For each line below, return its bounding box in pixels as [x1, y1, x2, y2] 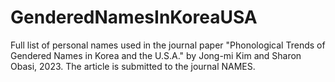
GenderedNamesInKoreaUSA [10, 6, 258, 29]
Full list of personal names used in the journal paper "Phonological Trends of [10, 39, 326, 51]
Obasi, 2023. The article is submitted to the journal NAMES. [10, 60, 256, 72]
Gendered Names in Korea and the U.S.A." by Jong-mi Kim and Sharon [10, 49, 302, 61]
